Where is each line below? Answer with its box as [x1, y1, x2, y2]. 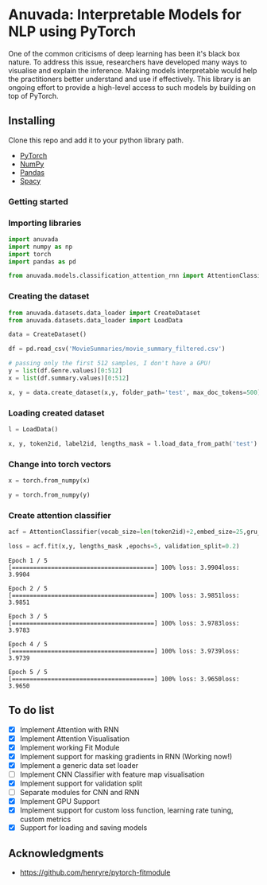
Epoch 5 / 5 [8, 668, 48, 676]
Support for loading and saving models [19, 823, 148, 832]
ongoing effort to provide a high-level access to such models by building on [8, 82, 257, 92]
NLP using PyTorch [8, 22, 137, 41]
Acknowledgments [8, 846, 105, 860]
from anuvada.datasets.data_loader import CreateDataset [8, 309, 201, 317]
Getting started [8, 196, 69, 207]
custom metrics [19, 814, 72, 825]
